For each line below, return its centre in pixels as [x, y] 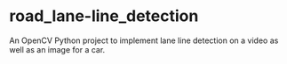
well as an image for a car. [57, 49]
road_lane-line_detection [104, 16]
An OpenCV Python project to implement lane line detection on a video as [144, 40]
